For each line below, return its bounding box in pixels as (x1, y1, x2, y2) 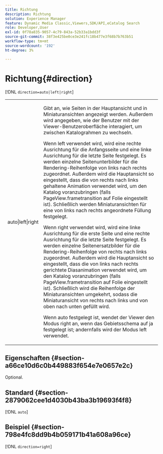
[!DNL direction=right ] (5, 443, 52, 449)
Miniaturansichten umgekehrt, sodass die (43, 291, 137, 298)
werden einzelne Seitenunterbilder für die (43, 159, 138, 165)
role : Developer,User (5, 25, 49, 30)
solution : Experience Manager (5, 16, 66, 21)
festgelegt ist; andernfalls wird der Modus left (43, 327, 147, 333)
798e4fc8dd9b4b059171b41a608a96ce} (5, 431, 131, 439)
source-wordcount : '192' (5, 43, 55, 48)
